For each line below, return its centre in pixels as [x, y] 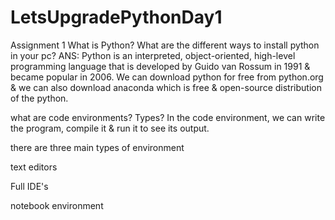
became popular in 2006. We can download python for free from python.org [167, 77]
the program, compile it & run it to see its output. [110, 128]
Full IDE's [29, 186]
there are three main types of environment [97, 147]
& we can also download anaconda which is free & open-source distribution [166, 87]
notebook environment [57, 205]
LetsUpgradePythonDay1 [116, 17]
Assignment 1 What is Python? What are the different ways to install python [165, 45]
